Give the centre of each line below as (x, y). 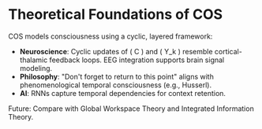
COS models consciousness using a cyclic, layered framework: (110, 36)
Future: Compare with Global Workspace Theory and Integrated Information (131, 109)
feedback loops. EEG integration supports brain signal (137, 60)
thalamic (34, 60)
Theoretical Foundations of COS (116, 15)
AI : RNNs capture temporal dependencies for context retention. (123, 93)
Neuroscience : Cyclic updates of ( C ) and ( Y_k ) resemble (116, 51)
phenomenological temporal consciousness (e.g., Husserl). (115, 85)
